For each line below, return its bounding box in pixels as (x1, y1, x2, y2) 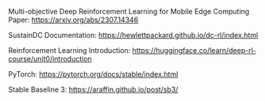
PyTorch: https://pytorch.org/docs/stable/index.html (8, 70, 179, 78)
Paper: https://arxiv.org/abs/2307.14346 (8, 15, 139, 25)
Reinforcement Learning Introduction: (8, 46, 131, 55)
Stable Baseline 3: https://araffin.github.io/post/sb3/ (8, 85, 179, 94)
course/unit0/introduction (8, 55, 93, 63)
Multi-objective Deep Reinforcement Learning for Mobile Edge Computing (8, 7, 250, 16)
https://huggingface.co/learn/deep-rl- (132, 46, 256, 55)
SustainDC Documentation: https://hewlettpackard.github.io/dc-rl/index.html (8, 31, 259, 40)
